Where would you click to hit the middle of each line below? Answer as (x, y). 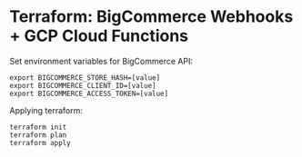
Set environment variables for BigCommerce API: (101, 61)
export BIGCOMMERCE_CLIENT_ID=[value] (83, 85)
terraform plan (38, 135)
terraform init (38, 127)
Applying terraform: (46, 110)
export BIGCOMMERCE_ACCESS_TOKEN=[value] (89, 93)
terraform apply (40, 142)
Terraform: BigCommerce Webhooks (151, 17)
